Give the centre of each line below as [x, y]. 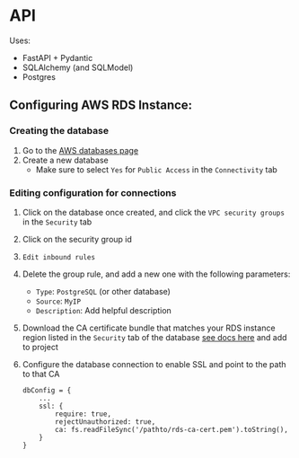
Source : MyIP [58, 301]
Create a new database [66, 160]
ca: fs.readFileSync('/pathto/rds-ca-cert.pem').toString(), [172, 429]
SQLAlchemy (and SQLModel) [78, 67]
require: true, [84, 414]
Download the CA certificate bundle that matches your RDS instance [149, 328]
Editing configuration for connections [93, 192]
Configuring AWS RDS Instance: [101, 106]
